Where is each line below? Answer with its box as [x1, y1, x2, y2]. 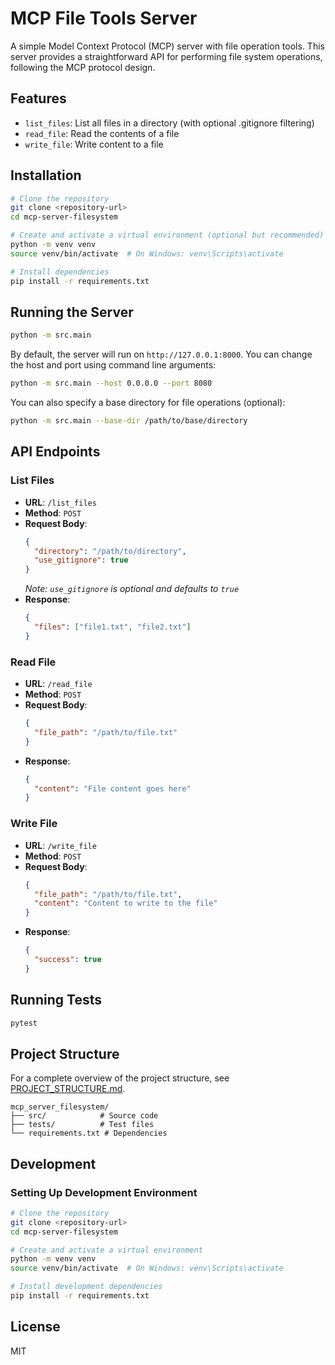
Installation [10, 167, 82, 184]
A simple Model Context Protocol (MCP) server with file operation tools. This [10, 40, 325, 52]
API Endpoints [10, 443, 101, 461]
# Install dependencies [10, 267, 110, 277]
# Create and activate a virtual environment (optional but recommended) [10, 230, 325, 241]
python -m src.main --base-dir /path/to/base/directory [10, 416, 248, 426]
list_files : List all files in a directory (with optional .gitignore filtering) [24, 117, 315, 129]
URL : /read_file [24, 678, 93, 690]
